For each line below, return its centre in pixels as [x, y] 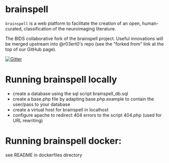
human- [150, 23]
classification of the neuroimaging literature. [70, 28]
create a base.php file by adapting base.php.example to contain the [83, 99]
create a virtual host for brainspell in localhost [60, 109]
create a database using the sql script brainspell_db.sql [70, 93]
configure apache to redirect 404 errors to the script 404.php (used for [87, 115]
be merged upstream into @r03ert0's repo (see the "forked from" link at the [84, 44]
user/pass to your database [41, 104]
